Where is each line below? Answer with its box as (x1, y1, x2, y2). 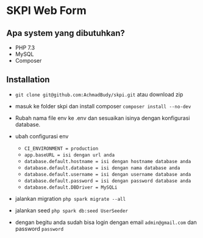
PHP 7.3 (15, 44, 35, 51)
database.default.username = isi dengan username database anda (24, 171, 191, 177)
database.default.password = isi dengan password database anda (24, 178, 191, 184)
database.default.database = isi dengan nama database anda (24, 165, 180, 171)
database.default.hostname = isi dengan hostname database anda (24, 158, 191, 164)
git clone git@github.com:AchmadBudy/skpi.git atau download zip (15, 91, 183, 98)
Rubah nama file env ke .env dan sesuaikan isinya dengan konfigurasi (15, 114, 190, 122)
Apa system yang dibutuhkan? (6, 28, 125, 38)
